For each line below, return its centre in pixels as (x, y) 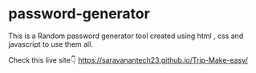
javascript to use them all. (51, 44)
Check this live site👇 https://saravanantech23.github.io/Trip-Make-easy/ (128, 60)
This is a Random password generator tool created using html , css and (126, 36)
